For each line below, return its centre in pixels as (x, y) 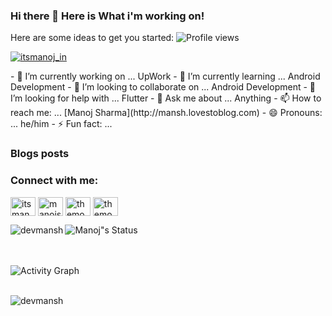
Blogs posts (40, 154)
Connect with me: (54, 181)
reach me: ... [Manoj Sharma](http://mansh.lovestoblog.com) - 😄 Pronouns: (166, 113)
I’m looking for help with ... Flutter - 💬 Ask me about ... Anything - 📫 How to (166, 98)
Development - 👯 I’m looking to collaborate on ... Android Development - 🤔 (163, 87)
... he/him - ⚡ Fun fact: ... (61, 124)
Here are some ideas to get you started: (92, 38)
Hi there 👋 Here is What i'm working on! (107, 16)
